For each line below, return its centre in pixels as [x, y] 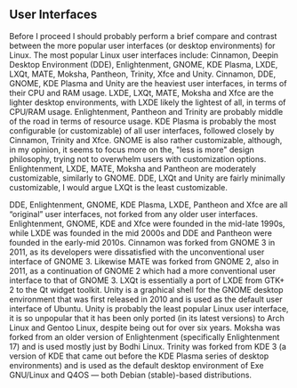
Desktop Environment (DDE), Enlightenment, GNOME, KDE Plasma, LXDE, [144, 64]
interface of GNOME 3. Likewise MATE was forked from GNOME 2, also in [144, 261]
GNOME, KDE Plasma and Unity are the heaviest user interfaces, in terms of [148, 83]
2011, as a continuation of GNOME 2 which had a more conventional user [143, 271]
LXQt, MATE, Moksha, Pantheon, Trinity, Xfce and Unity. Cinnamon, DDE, [143, 74]
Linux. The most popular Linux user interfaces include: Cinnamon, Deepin [144, 55]
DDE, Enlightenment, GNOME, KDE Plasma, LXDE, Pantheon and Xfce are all [148, 205]
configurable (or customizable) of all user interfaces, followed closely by [142, 130]
